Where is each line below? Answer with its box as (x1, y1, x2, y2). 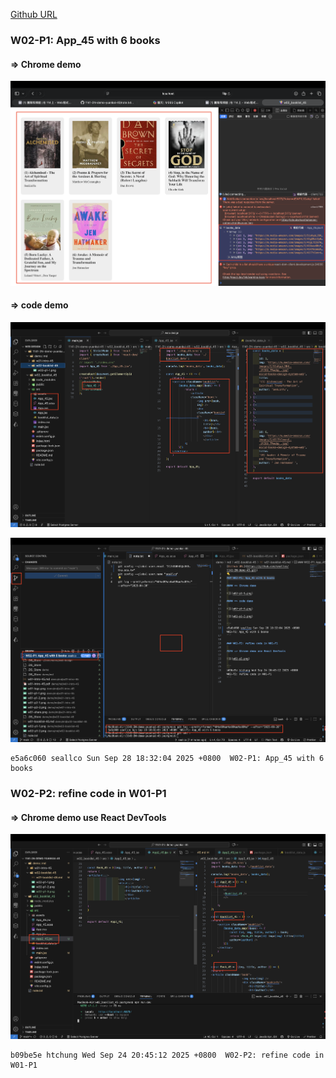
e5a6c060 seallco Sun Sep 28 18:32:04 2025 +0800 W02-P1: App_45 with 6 (10, 754, 325, 764)
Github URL (10, 9, 58, 20)
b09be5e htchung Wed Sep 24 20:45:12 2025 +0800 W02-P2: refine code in (10, 1050, 325, 1060)
